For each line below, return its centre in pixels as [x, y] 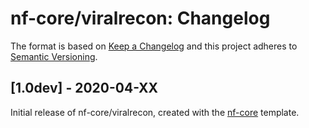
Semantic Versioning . [54, 56]
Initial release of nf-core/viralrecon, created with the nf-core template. [155, 112]
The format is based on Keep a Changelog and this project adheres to [154, 46]
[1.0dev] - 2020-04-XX [84, 88]
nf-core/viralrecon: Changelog [140, 18]
